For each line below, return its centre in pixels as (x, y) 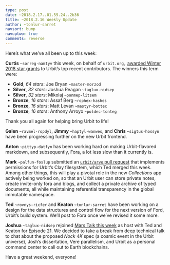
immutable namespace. (30, 194)
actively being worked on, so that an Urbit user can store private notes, (80, 178)
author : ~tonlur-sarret (31, 24)
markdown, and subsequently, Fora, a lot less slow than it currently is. (79, 152)
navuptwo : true (22, 34)
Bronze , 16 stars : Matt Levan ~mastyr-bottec (60, 106)
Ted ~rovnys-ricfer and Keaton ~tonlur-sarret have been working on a (82, 204)
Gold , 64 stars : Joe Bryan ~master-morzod (57, 84)
